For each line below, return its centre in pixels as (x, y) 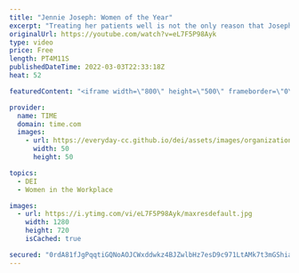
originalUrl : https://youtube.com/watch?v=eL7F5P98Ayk (113, 34)
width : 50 (51, 149)
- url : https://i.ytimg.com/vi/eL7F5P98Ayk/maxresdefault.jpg (135, 214)
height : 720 (47, 231)
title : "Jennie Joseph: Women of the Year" (91, 17)
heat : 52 (25, 76)
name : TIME (37, 116)
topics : (24, 173)
